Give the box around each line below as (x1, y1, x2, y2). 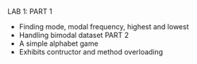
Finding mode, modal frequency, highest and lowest (18, 22, 189, 31)
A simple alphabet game (18, 39, 98, 48)
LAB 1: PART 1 (7, 7, 52, 16)
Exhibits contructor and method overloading (18, 47, 164, 56)
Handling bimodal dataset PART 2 (18, 31, 129, 40)
